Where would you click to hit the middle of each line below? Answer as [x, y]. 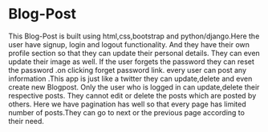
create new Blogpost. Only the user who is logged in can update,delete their [134, 87]
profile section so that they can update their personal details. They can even [134, 53]
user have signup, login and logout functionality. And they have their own [129, 44]
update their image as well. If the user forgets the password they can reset [132, 62]
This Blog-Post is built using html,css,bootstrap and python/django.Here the [134, 36]
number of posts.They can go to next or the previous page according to [126, 112]
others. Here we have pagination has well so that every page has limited [127, 104]
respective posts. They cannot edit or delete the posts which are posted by [132, 95]
